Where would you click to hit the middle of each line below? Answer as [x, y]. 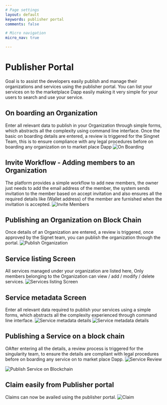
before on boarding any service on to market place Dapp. [65, 359]
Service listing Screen [40, 259]
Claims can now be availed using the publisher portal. [61, 397]
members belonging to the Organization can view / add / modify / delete [80, 276]
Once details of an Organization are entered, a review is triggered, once [79, 232]
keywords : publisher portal [35, 19]
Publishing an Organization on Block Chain [73, 220]
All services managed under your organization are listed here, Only [74, 271]
